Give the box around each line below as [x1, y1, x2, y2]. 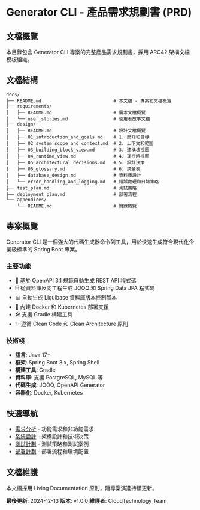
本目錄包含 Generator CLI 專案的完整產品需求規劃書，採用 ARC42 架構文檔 [6, 49, 190, 55]
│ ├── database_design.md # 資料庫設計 [6, 172, 142, 178]
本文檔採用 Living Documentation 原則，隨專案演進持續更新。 [6, 484, 157, 491]
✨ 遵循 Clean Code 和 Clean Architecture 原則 [14, 320, 129, 327]
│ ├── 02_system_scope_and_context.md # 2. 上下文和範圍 [6, 140, 154, 146]
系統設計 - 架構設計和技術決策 [14, 433, 89, 440]
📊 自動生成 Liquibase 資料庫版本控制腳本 [14, 293, 117, 301]
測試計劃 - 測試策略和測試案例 [14, 440, 89, 448]
